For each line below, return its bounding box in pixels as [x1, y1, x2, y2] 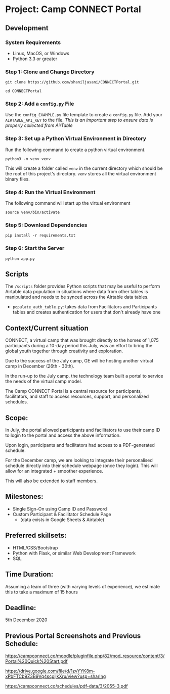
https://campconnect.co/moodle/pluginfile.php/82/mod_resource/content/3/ [5, 653, 165, 659]
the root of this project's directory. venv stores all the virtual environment [5, 170, 156, 176]
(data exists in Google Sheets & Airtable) [20, 517, 105, 523]
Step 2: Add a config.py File [5, 100, 74, 107]
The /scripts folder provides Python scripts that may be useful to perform [5, 283, 160, 289]
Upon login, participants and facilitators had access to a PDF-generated [5, 442, 155, 448]
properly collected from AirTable [5, 122, 73, 128]
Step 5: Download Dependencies [5, 221, 88, 228]
